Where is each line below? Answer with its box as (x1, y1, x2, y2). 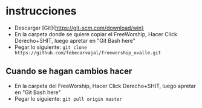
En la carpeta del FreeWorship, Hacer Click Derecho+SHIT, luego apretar (14, 82, 196, 89)
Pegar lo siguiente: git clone (14, 43, 87, 51)
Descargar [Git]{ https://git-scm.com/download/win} (14, 24, 145, 31)
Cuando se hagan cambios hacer (5, 66, 132, 77)
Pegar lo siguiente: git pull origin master (14, 95, 122, 102)
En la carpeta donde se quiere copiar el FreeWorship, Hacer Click (14, 30, 178, 37)
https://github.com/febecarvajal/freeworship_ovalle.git (14, 49, 161, 56)
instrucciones (5, 4, 77, 18)
